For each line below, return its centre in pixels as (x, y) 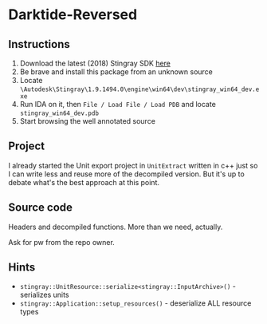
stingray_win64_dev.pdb (59, 113)
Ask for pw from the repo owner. (62, 242)
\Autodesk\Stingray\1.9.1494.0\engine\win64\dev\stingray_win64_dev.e (139, 89)
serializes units (44, 295)
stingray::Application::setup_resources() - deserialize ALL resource (135, 303)
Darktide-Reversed (73, 15)
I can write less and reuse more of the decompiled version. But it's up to (126, 174)
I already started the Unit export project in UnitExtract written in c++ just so (133, 165)
